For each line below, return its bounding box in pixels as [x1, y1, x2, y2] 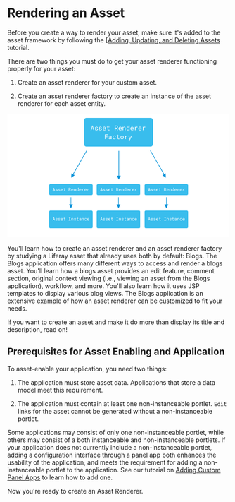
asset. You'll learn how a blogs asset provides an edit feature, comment [7, 267, 215, 275]
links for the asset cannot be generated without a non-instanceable [17, 407, 213, 415]
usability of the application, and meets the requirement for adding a [7, 458, 203, 467]
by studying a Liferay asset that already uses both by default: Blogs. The [7, 252, 217, 261]
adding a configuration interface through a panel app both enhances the [7, 450, 217, 459]
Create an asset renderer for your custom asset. [17, 78, 157, 86]
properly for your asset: [7, 64, 76, 73]
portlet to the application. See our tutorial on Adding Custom [46, 465, 221, 474]
